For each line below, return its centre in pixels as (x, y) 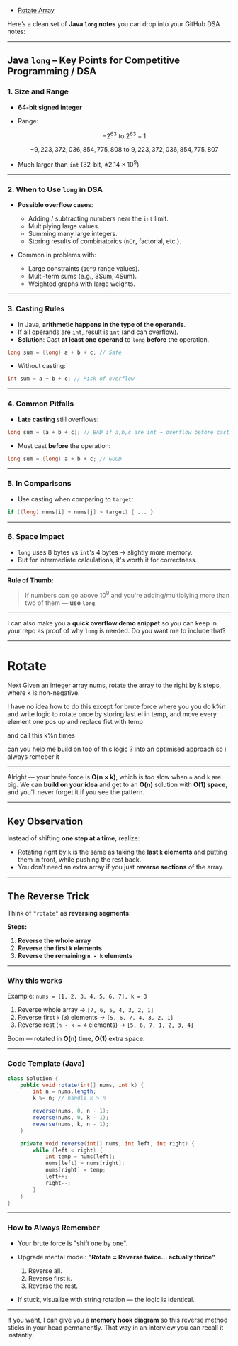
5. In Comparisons (40, 484)
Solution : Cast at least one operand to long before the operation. (113, 339)
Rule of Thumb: (30, 580)
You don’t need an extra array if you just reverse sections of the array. (121, 867)
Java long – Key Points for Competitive (94, 61)
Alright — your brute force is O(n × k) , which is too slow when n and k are (114, 777)
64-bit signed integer (50, 107)
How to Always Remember (54, 1228)
